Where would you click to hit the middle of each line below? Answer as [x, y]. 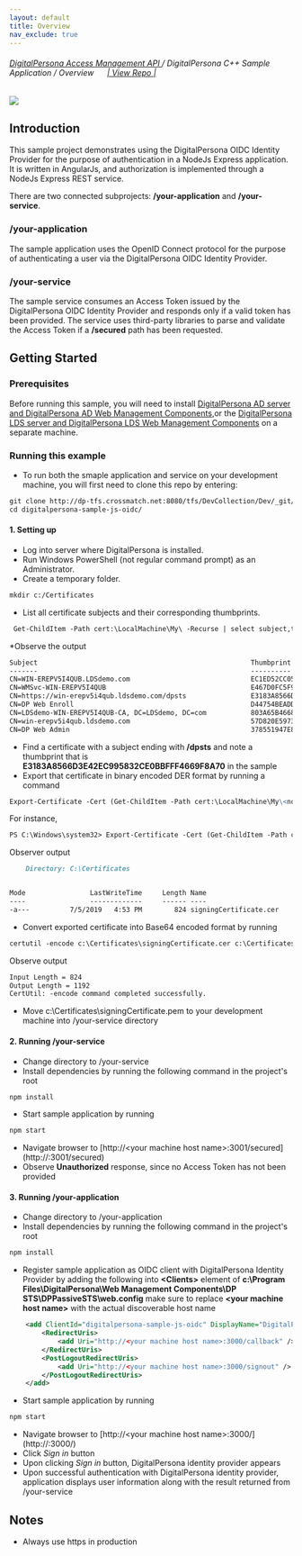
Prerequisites [39, 384]
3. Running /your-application [64, 1197]
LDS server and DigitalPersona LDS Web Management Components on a [144, 422]
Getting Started [53, 358]
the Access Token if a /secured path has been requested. [116, 330]
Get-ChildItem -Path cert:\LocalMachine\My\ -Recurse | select [134, 629]
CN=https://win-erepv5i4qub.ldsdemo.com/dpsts [98, 696]
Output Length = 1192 [50, 986]
